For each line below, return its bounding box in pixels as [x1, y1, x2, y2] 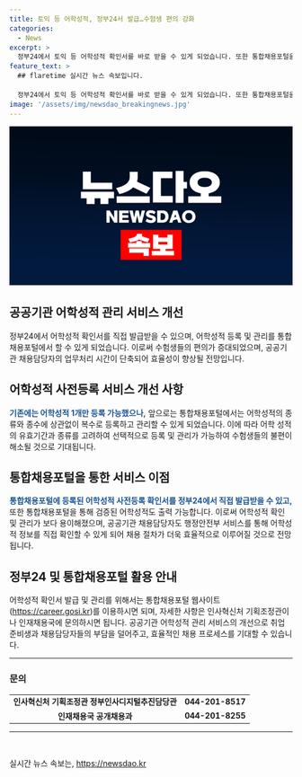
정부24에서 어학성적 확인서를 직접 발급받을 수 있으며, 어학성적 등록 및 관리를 [9, 331, 276, 341]
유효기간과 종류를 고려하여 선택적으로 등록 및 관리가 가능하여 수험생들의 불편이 [18, 429, 293, 440]
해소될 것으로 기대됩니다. [9, 441, 96, 452]
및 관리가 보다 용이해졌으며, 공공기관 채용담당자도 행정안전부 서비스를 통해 [9, 517, 269, 529]
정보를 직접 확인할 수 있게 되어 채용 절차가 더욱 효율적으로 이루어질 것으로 [18, 529, 276, 540]
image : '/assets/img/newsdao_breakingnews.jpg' [9, 100, 191, 109]
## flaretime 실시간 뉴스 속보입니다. [17, 72, 144, 81]
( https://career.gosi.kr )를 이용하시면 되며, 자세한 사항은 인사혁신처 [9, 606, 244, 617]
